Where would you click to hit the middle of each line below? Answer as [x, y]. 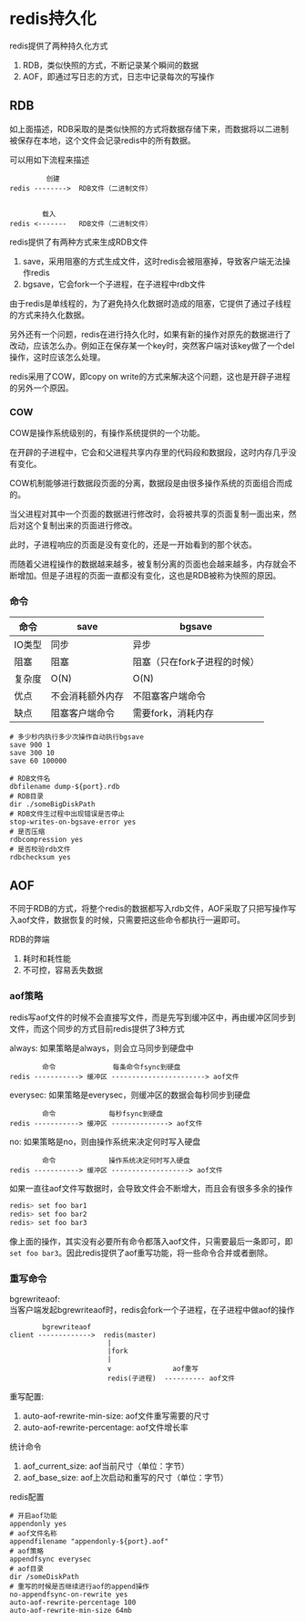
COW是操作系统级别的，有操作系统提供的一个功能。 [107, 433]
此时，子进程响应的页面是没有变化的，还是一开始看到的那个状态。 [133, 545]
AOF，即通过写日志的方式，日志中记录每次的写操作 [118, 76]
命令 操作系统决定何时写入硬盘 [116, 1161]
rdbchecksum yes [40, 858]
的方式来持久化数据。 [49, 315]
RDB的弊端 [30, 940]
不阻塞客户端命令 [169, 696]
